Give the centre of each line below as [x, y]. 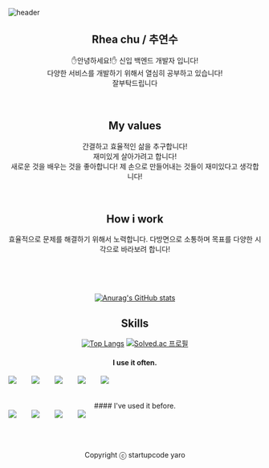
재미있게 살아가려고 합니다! [135, 156]
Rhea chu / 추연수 [135, 40]
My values [135, 126]
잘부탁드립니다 [135, 83]
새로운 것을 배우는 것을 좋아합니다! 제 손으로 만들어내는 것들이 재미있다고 [124, 166]
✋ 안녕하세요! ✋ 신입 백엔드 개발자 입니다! [135, 60]
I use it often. [135, 362]
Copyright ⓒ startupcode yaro [135, 455]
